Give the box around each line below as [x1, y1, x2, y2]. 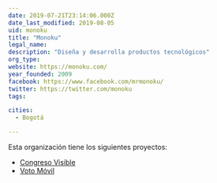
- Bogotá [15, 114, 44, 122]
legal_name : [8, 41, 47, 49]
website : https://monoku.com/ [8, 63, 108, 71]
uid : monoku [8, 26, 47, 34]
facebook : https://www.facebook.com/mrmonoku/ [8, 77, 164, 85]
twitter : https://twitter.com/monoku [8, 84, 133, 93]
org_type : [8, 56, 41, 64]
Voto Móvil [19, 166, 55, 175]
